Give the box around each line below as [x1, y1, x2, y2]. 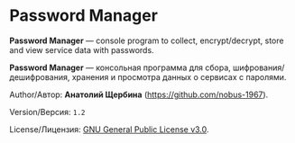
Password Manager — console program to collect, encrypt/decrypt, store [9, 35, 284, 46]
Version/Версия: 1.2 [9, 106, 86, 117]
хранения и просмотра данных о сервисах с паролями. [71, 71, 287, 82]
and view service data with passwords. [9, 44, 155, 55]
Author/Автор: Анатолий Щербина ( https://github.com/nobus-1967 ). [9, 89, 269, 100]
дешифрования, [9, 71, 70, 82]
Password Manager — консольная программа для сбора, [9, 62, 232, 73]
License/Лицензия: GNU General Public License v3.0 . [9, 123, 209, 135]
